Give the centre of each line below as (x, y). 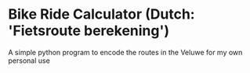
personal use (29, 61)
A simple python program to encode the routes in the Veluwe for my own (125, 52)
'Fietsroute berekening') (89, 31)
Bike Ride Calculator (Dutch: (101, 14)
